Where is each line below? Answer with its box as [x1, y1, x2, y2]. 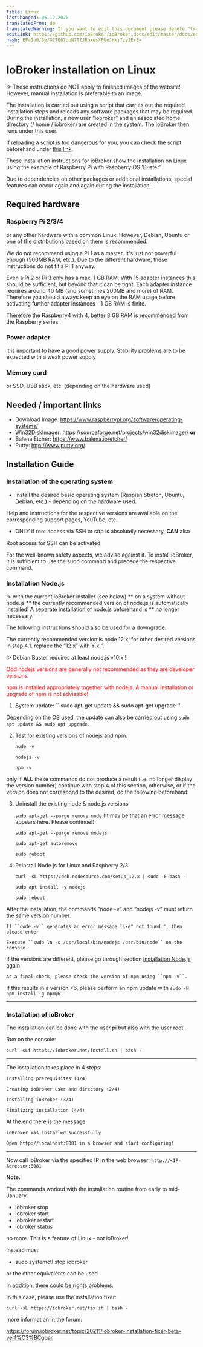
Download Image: [14, 416, 59, 423]
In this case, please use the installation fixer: [6, 1294, 117, 1301]
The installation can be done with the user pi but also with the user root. [6, 1024, 185, 1031]
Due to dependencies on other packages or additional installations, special [6, 175, 192, 182]
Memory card [6, 368, 47, 376]
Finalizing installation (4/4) [6, 1108, 85, 1114]
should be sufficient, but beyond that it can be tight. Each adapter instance [6, 280, 192, 288]
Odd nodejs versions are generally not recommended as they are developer [6, 666, 195, 673]
